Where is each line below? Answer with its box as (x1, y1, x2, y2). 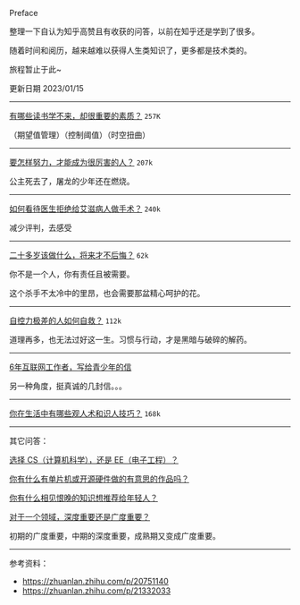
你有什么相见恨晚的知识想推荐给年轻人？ (9, 492, 158, 503)
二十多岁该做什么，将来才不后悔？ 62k (9, 250, 149, 260)
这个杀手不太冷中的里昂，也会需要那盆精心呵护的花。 (9, 288, 205, 298)
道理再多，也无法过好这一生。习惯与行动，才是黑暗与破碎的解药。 (9, 335, 252, 345)
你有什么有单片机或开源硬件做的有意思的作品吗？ (9, 473, 189, 484)
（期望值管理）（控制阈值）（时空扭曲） (9, 130, 150, 140)
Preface (9, 8, 38, 18)
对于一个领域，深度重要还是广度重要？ (9, 512, 150, 522)
